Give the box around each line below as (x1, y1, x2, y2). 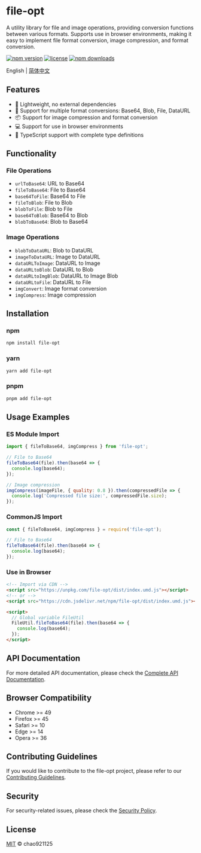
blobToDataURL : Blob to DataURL (14, 246, 94, 254)
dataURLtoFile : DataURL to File (14, 278, 92, 285)
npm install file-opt (6, 340, 60, 346)
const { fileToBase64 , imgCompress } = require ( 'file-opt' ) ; (6, 526, 162, 532)
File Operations (6, 166, 52, 175)
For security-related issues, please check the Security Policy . (6, 807, 157, 814)
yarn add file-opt (6, 368, 52, 374)
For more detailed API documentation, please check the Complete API (6, 669, 178, 677)
